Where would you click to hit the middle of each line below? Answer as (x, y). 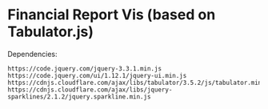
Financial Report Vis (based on (112, 15)
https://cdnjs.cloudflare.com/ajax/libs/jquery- (90, 90)
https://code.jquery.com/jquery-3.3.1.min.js (84, 69)
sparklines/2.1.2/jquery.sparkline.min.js (79, 97)
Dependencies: (32, 54)
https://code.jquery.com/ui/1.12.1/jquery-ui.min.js (97, 75)
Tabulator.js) (50, 32)
